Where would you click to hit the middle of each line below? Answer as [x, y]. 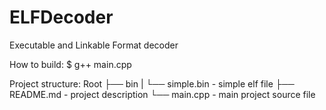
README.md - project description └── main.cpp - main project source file [162, 94]
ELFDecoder [61, 17]
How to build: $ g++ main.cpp [70, 64]
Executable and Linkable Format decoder [94, 45]
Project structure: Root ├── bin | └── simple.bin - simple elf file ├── [152, 83]
